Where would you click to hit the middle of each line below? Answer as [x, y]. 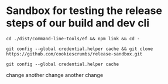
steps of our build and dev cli [78, 23]
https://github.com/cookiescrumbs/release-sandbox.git [74, 54]
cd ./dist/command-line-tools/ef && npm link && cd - [73, 38]
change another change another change [55, 75]
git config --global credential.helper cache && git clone [80, 49]
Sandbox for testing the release [84, 11]
